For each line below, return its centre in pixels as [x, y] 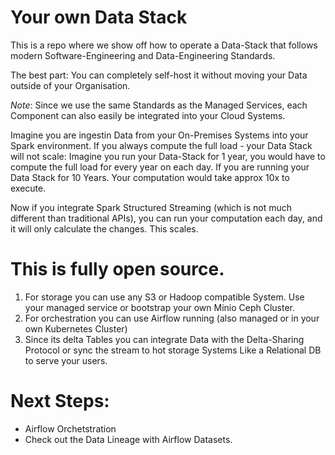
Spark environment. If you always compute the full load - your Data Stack [161, 145]
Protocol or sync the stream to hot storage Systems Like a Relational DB [173, 350]
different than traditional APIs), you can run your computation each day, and [166, 218]
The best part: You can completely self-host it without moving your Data [159, 75]
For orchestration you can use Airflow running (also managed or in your [172, 318]
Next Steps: [60, 401]
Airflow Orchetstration [70, 428]
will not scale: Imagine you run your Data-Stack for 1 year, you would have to [168, 156]
